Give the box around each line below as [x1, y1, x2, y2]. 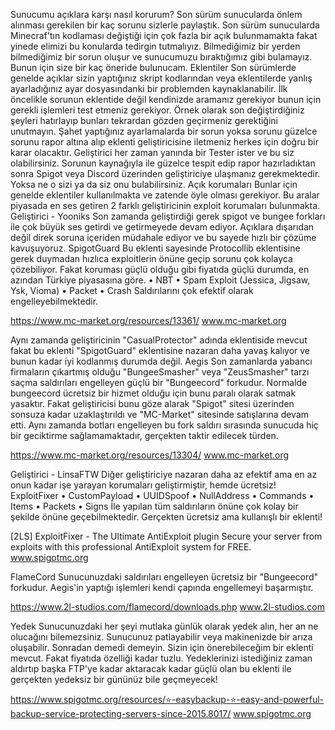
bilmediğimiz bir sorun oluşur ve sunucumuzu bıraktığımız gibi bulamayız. [10, 51, 313, 63]
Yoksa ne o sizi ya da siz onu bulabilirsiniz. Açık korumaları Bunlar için [10, 179, 298, 190]
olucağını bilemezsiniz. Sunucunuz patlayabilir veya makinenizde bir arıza [10, 631, 313, 643]
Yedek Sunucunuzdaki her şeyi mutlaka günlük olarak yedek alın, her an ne [10, 620, 319, 632]
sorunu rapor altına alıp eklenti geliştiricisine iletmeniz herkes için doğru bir [10, 136, 319, 148]
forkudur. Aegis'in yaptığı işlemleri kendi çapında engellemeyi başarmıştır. [10, 582, 314, 593]
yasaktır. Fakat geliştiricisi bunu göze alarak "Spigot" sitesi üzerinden [10, 398, 295, 409]
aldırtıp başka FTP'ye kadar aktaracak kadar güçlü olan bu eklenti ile [10, 663, 292, 674]
